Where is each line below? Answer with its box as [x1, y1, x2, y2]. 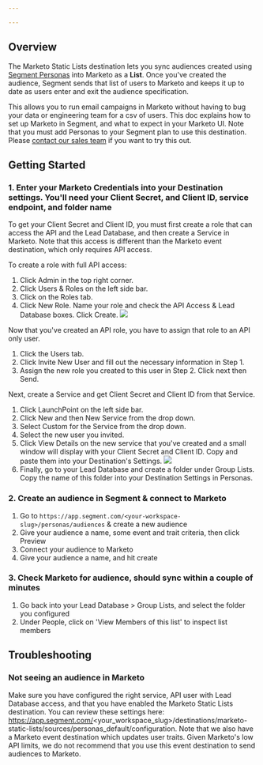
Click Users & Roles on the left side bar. [19, 284, 148, 293]
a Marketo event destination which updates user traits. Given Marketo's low [8, 732, 254, 741]
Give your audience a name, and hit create [19, 552, 158, 562]
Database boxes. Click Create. [19, 310, 118, 320]
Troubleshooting [8, 649, 92, 662]
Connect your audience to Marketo [19, 545, 133, 554]
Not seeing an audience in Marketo [8, 673, 145, 684]
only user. [8, 334, 41, 344]
